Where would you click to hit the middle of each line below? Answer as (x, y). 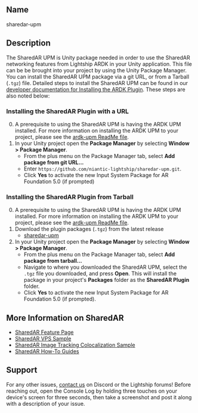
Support (22, 370)
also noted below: (28, 96)
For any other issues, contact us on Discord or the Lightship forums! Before (99, 384)
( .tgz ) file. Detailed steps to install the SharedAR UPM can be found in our (97, 83)
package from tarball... (53, 261)
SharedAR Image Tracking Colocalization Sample (75, 345)
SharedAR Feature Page (44, 332)
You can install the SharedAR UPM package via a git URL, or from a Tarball (98, 77)
